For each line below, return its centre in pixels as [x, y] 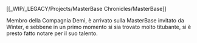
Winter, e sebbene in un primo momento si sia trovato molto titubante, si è [99, 27]
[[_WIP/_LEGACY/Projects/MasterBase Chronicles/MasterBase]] [86, 9]
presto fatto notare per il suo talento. [52, 33]
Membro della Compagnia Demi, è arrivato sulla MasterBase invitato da [95, 20]
